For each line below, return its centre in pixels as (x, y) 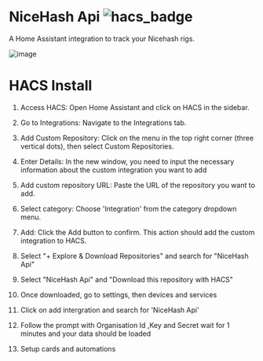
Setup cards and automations (68, 348)
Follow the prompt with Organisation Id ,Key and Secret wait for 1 (125, 325)
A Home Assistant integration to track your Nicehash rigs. (102, 39)
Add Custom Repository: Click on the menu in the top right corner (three (137, 138)
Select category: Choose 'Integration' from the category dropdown (128, 208)
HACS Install (51, 86)
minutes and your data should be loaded (86, 333)
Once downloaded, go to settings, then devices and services (119, 294)
